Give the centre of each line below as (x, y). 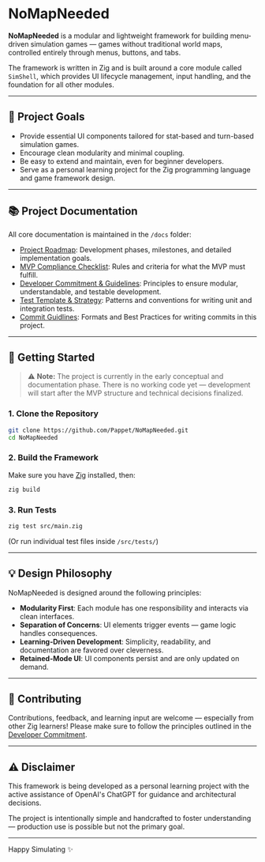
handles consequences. (58, 633)
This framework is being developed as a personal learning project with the (129, 786)
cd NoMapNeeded (33, 437)
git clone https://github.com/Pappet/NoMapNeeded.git (99, 430)
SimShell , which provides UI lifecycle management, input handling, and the (129, 76)
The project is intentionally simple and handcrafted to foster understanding (130, 819)
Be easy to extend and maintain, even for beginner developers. (122, 161)
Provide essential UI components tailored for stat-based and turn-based (137, 136)
